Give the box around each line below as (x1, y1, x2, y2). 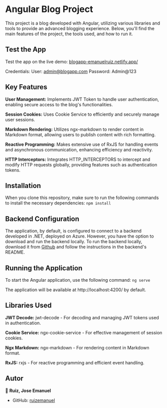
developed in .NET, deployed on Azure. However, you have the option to (5, 233, 154, 239)
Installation (5, 181, 41, 190)
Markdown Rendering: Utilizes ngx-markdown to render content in (5, 126, 144, 132)
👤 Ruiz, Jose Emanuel (5, 387, 51, 393)
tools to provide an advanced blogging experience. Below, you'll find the (5, 25, 154, 31)
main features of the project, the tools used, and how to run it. (5, 31, 133, 37)
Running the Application (5, 264, 83, 272)
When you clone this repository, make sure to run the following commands (5, 194, 159, 201)
